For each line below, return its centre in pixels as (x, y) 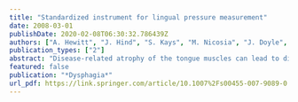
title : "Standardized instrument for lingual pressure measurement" (138, 17)
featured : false (39, 67)
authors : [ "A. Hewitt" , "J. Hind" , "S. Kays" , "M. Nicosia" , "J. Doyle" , (149, 42)
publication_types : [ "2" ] (57, 51)
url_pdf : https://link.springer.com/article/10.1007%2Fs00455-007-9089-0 (149, 83)
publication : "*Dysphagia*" (61, 75)
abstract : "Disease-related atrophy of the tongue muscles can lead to (144, 59)
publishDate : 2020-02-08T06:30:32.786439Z (89, 34)
